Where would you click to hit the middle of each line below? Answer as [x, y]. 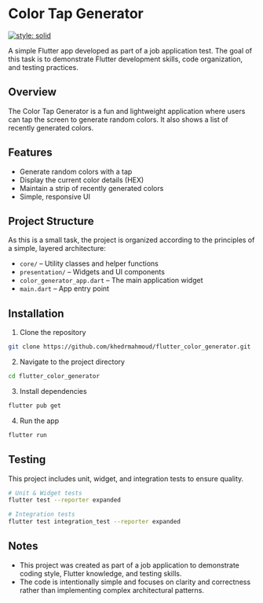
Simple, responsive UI [55, 197]
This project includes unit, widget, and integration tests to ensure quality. [126, 478]
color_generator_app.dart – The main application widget [111, 281]
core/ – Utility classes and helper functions [89, 263]
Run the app [39, 421]
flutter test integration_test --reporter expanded [94, 522]
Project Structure [51, 221]
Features [30, 153]
